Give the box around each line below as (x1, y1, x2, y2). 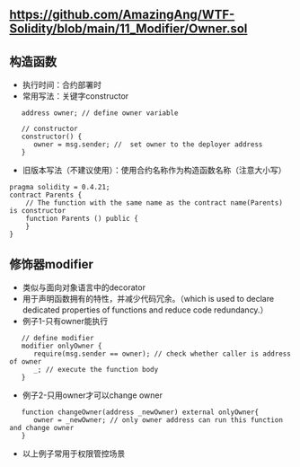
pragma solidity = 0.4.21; (9, 183, 110, 192)
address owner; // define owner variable (21, 109, 179, 118)
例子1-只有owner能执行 (22, 316, 109, 327)
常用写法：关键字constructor (22, 91, 129, 101)
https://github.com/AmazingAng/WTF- (9, 7, 235, 22)
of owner (9, 357, 42, 366)
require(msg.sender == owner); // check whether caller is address (32, 349, 292, 358)
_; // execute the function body (32, 366, 159, 374)
